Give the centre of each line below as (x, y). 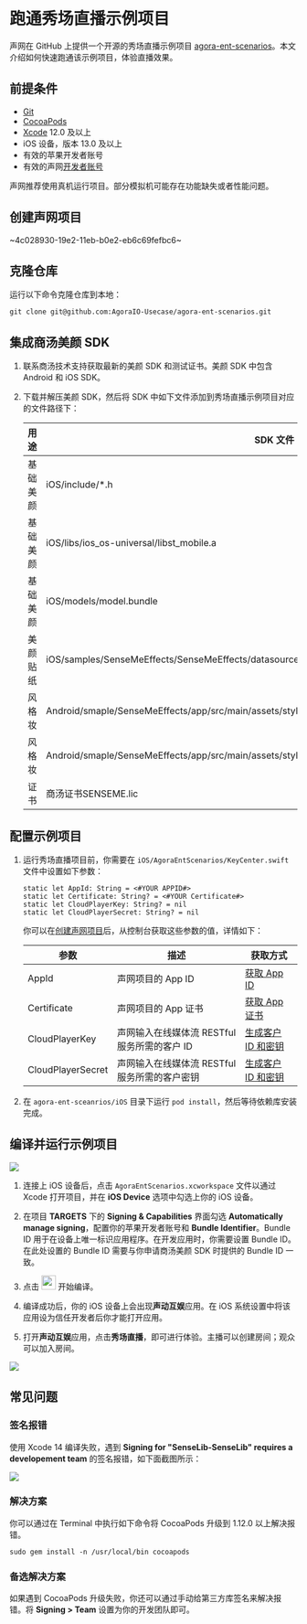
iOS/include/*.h (79, 485)
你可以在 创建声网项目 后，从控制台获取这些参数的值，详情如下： (143, 930)
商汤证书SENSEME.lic (92, 794)
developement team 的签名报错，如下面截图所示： (106, 1458)
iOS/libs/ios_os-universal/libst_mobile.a (131, 543)
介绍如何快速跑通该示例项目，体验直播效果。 (94, 57)
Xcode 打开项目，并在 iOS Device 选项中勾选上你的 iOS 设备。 (140, 1197)
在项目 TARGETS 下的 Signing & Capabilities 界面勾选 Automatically (153, 1216)
